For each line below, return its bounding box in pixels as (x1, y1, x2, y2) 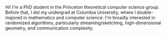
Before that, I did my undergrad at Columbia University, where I (5, 9, 136, 15)
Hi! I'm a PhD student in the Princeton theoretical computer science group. (5, 4, 159, 10)
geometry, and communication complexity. (5, 25, 94, 31)
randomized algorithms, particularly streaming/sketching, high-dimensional (5, 20, 161, 26)
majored (5, 15, 23, 20)
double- (136, 9, 153, 15)
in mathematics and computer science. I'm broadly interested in (23, 15, 155, 20)
